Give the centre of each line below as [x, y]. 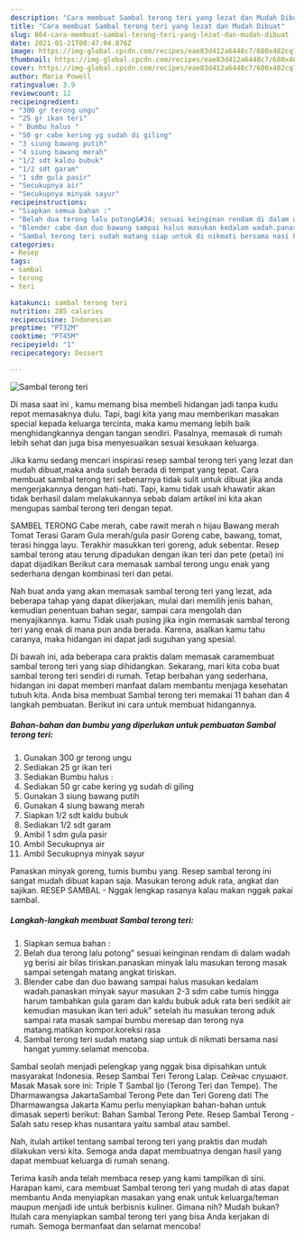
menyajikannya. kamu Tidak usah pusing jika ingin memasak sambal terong [150, 620]
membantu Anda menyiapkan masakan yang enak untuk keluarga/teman [144, 1197]
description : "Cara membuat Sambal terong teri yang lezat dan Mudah [144, 18]
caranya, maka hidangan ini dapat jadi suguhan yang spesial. [124, 639]
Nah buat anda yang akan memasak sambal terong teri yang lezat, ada [141, 591]
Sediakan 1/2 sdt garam [67, 825]
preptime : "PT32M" [45, 328]
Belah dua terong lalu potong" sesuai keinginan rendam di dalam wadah [157, 953]
